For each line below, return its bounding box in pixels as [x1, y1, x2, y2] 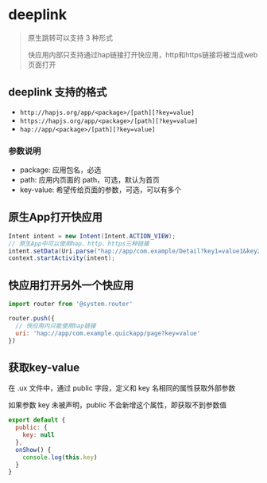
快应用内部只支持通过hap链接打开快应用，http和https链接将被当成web [27, 49, 258, 59]
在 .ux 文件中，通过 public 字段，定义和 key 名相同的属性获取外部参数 [8, 383, 236, 393]
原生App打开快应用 [8, 210, 103, 224]
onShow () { [15, 446, 52, 454]
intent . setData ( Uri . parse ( [8, 247, 98, 255]
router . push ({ [8, 315, 56, 323]
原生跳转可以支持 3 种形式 [27, 33, 114, 42]
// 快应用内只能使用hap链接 [15, 321, 97, 330]
